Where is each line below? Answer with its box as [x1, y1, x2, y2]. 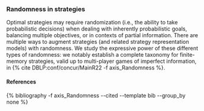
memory [6, 57, 27, 65]
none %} [6, 98, 29, 106]
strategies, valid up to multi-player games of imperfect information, [28, 57, 197, 65]
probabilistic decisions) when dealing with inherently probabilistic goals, [6, 25, 188, 32]
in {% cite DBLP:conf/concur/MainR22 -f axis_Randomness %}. [6, 64, 166, 71]
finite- [179, 51, 195, 59]
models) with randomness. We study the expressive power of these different [6, 45, 199, 52]
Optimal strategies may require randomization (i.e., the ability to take [6, 19, 178, 26]
